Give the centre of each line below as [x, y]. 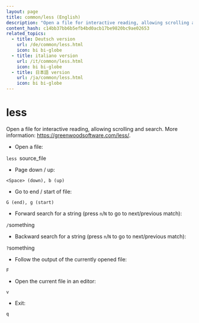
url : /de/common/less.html [50, 45]
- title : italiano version [45, 56]
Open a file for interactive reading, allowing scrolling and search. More [92, 129]
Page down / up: [35, 170]
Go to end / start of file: [43, 191]
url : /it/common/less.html [50, 61]
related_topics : [26, 34]
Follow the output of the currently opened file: [71, 259]
